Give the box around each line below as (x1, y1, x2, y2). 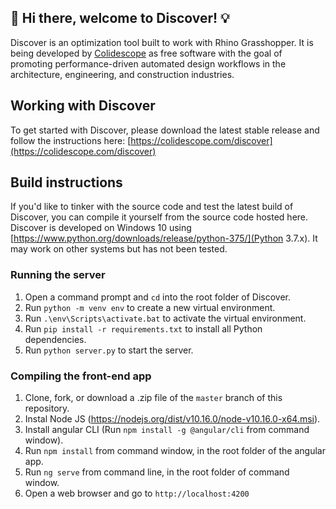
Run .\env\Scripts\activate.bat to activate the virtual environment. (24, 312, 307, 324)
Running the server (10, 268, 106, 282)
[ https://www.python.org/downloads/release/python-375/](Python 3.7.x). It (10, 232, 318, 245)
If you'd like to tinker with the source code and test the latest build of (10, 201, 294, 213)
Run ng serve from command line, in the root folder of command (24, 466, 290, 478)
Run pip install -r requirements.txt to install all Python (24, 322, 263, 335)
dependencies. (24, 333, 87, 345)
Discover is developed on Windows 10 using (10, 222, 192, 234)
